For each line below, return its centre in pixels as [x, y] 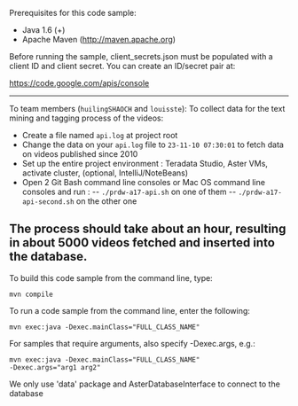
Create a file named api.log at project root [100, 135]
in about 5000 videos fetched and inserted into [142, 243]
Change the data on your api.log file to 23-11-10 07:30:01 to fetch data [153, 144]
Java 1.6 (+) [43, 30]
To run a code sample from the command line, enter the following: [130, 310]
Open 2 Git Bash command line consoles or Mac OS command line [144, 182]
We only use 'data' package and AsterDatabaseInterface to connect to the [145, 384]
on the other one [106, 201]
